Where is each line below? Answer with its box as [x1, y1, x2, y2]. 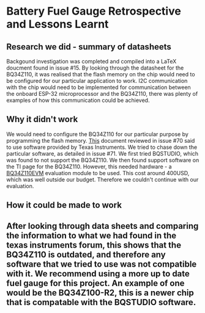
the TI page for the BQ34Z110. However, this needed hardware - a [6, 163, 173, 170]
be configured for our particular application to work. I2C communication [6, 77, 188, 84]
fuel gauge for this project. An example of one [6, 278, 185, 288]
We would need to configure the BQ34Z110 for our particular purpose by [6, 130, 188, 138]
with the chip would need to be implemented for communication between [6, 84, 191, 91]
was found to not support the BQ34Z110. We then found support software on [6, 156, 199, 164]
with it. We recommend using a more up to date [6, 268, 190, 279]
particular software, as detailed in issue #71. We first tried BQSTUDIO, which [6, 149, 199, 157]
